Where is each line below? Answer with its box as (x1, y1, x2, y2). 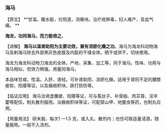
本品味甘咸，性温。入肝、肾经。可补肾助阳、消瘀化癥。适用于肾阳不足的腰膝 (5, 77, 161, 82)
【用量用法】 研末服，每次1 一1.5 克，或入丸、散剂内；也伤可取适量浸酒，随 (5, 116, 159, 122)
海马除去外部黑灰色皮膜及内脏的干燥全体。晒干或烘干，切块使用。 (18, 50, 152, 55)
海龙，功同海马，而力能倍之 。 (5, 33, 66, 39)
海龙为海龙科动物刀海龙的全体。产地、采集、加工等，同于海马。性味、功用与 (5, 60, 161, 66)
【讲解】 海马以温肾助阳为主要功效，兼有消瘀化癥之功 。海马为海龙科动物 (5, 43, 154, 50)
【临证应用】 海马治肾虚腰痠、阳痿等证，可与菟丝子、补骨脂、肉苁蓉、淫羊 (5, 93, 158, 99)
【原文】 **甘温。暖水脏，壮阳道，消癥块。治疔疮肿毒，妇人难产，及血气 (5, 16, 154, 23)
